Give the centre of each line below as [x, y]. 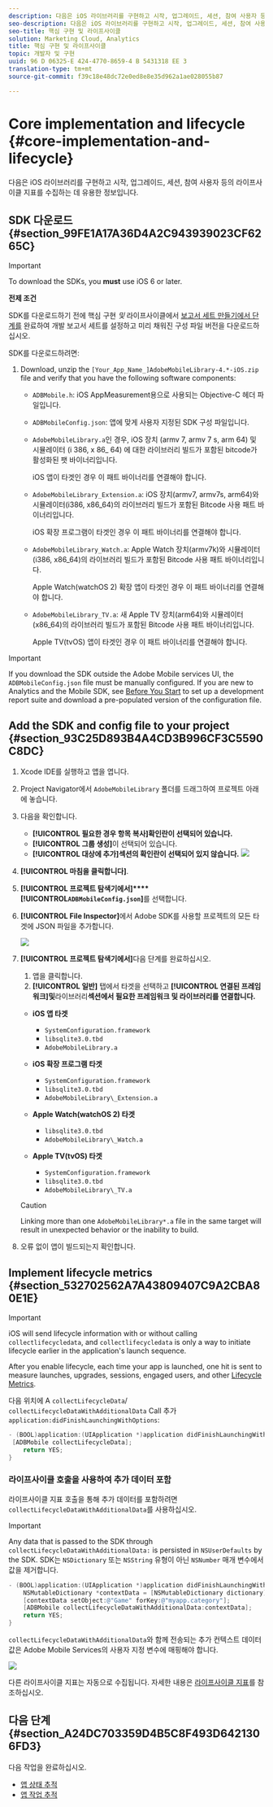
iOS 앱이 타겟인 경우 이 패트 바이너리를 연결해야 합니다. [119, 478]
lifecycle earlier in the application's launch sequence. [97, 1351]
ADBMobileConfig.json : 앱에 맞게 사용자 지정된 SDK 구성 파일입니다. [141, 422]
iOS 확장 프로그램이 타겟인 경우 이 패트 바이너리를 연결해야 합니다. [136, 532]
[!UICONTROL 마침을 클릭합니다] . [74, 871]
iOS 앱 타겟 [50, 1014]
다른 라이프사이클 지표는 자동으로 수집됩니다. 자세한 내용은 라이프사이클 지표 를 [132, 1683]
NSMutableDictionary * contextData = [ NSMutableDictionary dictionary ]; [147, 1593]
